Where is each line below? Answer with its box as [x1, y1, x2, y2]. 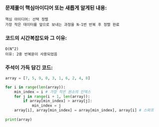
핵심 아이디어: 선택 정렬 [5, 17, 49, 22]
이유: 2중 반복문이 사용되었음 [5, 51, 58, 57]
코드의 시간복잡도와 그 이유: [5, 35, 67, 42]
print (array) [5, 117, 32, 122]
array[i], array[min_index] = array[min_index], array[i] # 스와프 [14, 108, 154, 113]
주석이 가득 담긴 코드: [5, 64, 53, 71]
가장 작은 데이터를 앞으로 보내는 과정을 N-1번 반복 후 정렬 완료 [5, 22, 120, 27]
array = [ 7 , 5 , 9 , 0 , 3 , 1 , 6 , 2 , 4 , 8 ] [5, 76, 91, 81]
